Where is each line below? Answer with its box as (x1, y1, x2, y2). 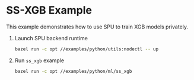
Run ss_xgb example (14, 57, 64, 64)
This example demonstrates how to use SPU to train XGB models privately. (6, 23, 189, 30)
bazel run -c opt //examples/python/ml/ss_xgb (14, 68, 132, 74)
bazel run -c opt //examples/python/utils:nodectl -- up (14, 46, 159, 52)
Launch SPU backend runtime (14, 34, 88, 41)
